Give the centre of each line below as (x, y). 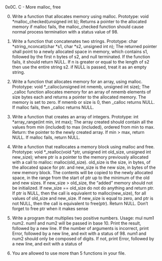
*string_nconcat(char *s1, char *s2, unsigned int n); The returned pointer (84, 46)
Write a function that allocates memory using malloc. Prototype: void (80, 16)
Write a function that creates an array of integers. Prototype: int (75, 117)
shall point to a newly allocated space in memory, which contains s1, (80, 51)
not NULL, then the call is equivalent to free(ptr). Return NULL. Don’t (80, 204)
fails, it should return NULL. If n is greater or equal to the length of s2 (81, 62)
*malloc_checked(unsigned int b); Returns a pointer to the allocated (79, 22)
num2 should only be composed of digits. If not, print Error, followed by (83, 239)
